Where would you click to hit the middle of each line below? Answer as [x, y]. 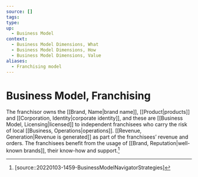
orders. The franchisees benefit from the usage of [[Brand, [77, 143]
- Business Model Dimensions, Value [56, 55]
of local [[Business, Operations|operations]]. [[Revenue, [74, 131]
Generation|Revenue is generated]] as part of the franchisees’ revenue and [97, 137]
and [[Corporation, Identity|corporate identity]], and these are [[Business [95, 118]
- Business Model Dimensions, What [55, 45]
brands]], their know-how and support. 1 [72, 150]
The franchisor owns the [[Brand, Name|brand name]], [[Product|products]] [98, 112]
